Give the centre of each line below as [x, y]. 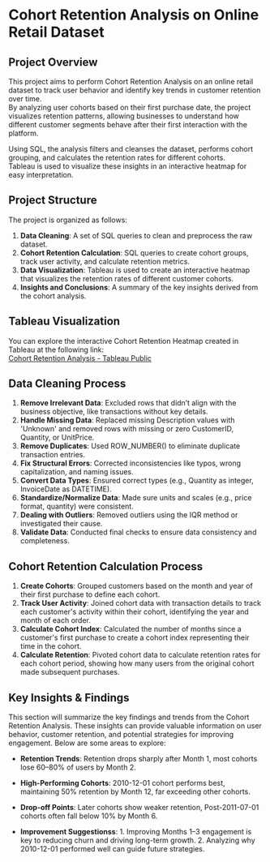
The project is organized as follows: [68, 220]
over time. [25, 99]
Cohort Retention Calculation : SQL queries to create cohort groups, [134, 252]
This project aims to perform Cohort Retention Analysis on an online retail [131, 81]
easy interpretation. [41, 175]
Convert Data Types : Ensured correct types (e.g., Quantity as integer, [137, 481]
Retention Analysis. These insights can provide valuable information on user [135, 726]
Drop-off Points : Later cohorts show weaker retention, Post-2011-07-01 [139, 808]
